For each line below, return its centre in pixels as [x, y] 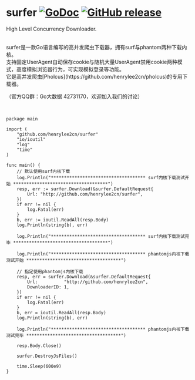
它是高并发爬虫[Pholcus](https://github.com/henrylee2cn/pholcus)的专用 [95, 76]
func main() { [23, 165]
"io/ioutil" [31, 139]
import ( [17, 129]
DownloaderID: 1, [48, 287]
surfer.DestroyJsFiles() [47, 356]
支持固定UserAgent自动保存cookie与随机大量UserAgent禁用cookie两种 [92, 62]
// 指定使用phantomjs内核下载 [50, 271]
